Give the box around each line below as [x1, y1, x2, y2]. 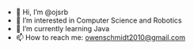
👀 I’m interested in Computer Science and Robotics [15, 16, 182, 25]
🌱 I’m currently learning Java [15, 24, 110, 33]
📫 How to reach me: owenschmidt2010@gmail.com [15, 33, 186, 42]
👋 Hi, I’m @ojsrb [15, 8, 69, 16]
